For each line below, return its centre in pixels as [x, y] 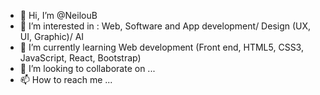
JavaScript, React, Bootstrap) [80, 58]
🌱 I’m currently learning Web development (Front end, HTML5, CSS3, [161, 47]
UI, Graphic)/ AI [52, 36]
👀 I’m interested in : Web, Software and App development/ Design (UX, [165, 26]
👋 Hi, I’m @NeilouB [58, 15]
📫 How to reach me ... [66, 79]
